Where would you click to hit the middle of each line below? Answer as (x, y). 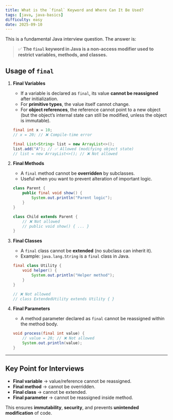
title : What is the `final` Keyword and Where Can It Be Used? (75, 10)
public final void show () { (52, 193)
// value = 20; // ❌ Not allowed (58, 338)
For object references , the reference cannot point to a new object (90, 110)
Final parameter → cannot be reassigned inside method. (73, 397)
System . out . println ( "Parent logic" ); (72, 198)
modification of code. (29, 413)
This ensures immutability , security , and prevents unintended (72, 407)
